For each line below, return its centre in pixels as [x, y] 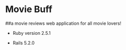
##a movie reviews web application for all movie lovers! [64, 23]
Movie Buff [29, 9]
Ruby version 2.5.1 [31, 33]
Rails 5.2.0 [23, 43]
